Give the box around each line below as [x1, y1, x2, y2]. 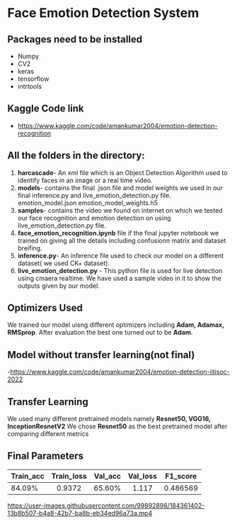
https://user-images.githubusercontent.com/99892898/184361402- [7, 501, 205, 510]
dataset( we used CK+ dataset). [17, 259, 110, 267]
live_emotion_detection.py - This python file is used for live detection [17, 266, 223, 274]
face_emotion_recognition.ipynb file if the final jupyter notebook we [17, 228, 219, 237]
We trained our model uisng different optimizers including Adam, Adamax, [7, 320, 224, 329]
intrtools [17, 82, 42, 90]
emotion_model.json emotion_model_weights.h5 [17, 199, 158, 207]
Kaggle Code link [7, 103, 84, 115]
